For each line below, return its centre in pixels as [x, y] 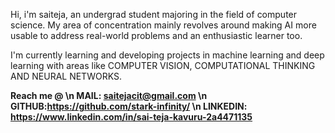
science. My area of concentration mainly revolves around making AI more [163, 25]
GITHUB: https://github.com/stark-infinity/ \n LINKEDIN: [129, 106]
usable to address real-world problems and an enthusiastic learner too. [156, 35]
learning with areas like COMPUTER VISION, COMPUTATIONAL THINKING [163, 65]
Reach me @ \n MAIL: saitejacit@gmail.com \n [109, 95]
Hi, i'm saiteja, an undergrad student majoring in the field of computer [154, 14]
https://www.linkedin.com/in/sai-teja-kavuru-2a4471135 [131, 117]
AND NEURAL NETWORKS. [66, 76]
